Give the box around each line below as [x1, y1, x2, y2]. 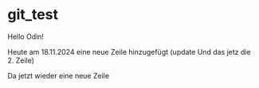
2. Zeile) [7, 55, 35, 65]
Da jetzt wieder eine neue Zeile [7, 71, 109, 80]
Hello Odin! [7, 32, 45, 41]
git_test [7, 6, 59, 24]
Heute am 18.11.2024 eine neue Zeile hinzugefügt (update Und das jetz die [7, 47, 252, 56]
